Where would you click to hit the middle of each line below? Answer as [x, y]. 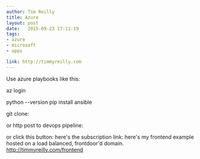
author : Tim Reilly [31, 12]
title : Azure [22, 17]
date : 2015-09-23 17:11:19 [43, 28]
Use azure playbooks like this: [43, 79]
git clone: [18, 113]
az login [16, 90]
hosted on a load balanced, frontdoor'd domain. [65, 143]
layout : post [22, 23]
